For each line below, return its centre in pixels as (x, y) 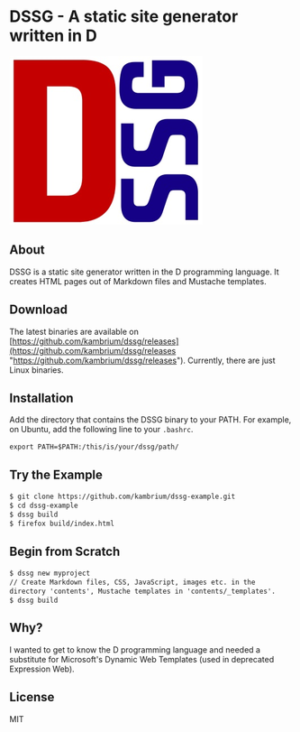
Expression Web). (42, 669)
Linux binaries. (36, 370)
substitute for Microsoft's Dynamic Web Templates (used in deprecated (142, 659)
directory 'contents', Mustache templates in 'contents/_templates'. (143, 591)
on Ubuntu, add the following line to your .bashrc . (101, 430)
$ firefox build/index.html (62, 524)
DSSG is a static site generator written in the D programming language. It (144, 272)
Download (38, 310)
